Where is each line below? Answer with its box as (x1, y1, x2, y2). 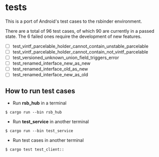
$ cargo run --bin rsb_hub (5, 110, 62, 115)
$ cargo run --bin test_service (5, 128, 73, 134)
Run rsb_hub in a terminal (12, 100, 67, 106)
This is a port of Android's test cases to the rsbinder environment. (5, 18, 142, 24)
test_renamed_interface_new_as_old (12, 72, 88, 78)
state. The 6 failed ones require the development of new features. (5, 33, 142, 39)
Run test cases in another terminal (12, 137, 84, 143)
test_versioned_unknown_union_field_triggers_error (12, 55, 120, 61)
